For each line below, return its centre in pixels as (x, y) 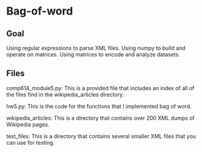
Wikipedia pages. (28, 124)
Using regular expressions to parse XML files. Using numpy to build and (96, 48)
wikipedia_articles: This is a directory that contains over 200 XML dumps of (101, 118)
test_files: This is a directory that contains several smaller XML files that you (101, 136)
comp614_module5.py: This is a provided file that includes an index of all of (100, 88)
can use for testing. (31, 142)
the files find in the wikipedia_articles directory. (65, 94)
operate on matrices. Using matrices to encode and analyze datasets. (93, 55)
